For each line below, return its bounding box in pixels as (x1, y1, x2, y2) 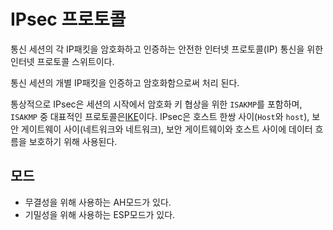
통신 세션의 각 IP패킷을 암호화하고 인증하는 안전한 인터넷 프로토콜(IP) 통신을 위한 (10, 43, 324, 55)
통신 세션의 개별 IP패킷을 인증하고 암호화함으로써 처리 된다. (10, 76, 240, 89)
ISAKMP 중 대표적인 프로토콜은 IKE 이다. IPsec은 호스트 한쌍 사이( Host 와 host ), (10, 110, 310, 122)
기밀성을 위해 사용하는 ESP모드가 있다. (24, 208, 176, 220)
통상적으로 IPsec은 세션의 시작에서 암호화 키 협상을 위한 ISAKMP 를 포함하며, (10, 98, 303, 110)
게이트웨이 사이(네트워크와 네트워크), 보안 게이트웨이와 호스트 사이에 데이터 (20, 123, 313, 135)
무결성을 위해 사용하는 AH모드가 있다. (24, 196, 172, 208)
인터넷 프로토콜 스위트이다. (10, 55, 115, 67)
